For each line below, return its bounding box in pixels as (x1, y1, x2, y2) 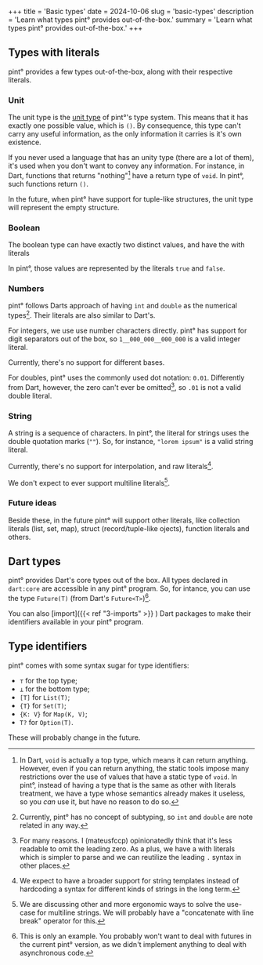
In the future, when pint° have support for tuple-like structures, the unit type (8, 194, 254, 203)
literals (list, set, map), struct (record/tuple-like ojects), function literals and (8, 523, 250, 533)
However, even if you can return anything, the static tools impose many (19, 763, 250, 773)
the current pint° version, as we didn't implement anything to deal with (19, 939, 247, 949)
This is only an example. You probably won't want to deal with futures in (19, 931, 252, 941)
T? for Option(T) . (19, 717, 74, 726)
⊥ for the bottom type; (19, 684, 90, 694)
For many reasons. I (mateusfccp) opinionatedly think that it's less (19, 836, 232, 845)
